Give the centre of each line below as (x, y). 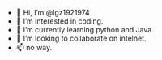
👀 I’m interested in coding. (60, 21)
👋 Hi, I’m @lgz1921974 (53, 13)
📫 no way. (34, 47)
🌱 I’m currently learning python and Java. (85, 30)
